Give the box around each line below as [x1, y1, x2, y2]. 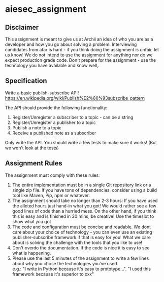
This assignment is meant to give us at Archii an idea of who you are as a [5, 36, 154, 42]
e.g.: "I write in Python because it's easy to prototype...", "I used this [12, 266, 151, 272]
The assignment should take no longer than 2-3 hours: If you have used [12, 198, 158, 203]
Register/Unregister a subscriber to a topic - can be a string [12, 114, 133, 120]
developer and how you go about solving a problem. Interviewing [5, 41, 137, 47]
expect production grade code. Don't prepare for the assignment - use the [5, 57, 156, 63]
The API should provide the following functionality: [5, 105, 108, 111]
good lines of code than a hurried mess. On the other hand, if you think [12, 208, 157, 214]
